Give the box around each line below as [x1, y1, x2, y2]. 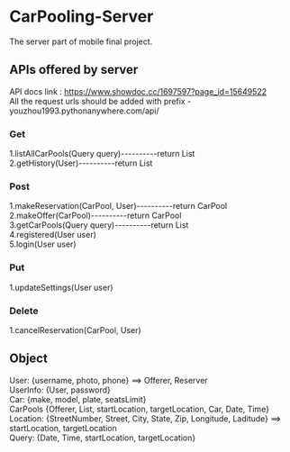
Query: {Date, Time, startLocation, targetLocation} [9, 432, 196, 443]
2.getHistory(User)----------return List [9, 158, 153, 168]
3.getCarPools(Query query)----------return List [9, 220, 189, 231]
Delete [9, 304, 39, 317]
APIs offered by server [9, 62, 139, 77]
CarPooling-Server [9, 6, 154, 27]
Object [9, 351, 48, 366]
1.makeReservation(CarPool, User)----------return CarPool [9, 201, 228, 212]
